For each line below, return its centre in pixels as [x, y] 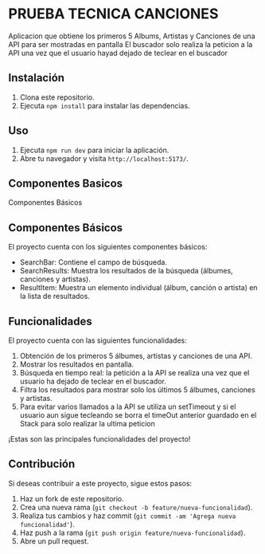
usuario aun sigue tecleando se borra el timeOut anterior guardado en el [138, 415]
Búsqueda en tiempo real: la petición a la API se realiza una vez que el [134, 373]
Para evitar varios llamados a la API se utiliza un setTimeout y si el [128, 407]
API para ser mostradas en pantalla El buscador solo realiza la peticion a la [131, 44]
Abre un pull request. [54, 541]
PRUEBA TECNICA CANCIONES [113, 14]
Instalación [37, 78]
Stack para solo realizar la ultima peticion [87, 424]
